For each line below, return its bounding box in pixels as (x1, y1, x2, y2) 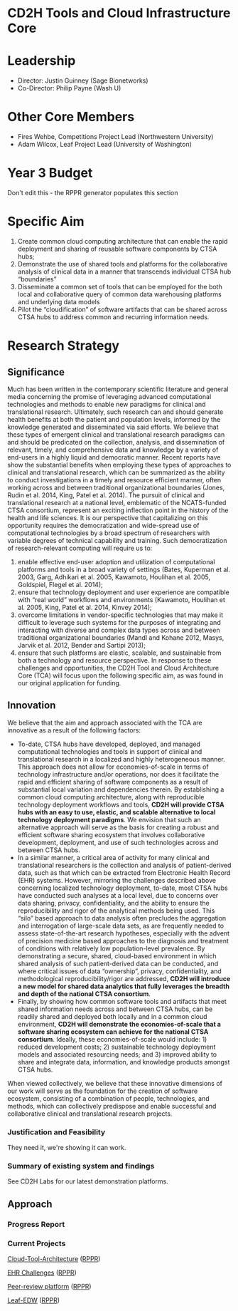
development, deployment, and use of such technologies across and (17, 838, 219, 846)
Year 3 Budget (7, 165, 93, 181)
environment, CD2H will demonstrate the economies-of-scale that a (17, 1020, 222, 1028)
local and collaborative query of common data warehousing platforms (17, 290, 222, 299)
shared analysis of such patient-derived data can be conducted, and (17, 959, 219, 968)
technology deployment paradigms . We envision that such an (17, 815, 201, 824)
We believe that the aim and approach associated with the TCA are (7, 718, 202, 727)
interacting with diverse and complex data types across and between (17, 626, 220, 634)
